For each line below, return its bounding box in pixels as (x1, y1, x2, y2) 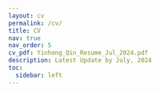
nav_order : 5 (8, 42, 52, 50)
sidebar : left (15, 71, 62, 79)
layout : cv (8, 11, 45, 20)
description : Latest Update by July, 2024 (8, 57, 152, 65)
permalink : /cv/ (8, 19, 62, 27)
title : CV (8, 26, 42, 34)
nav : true (8, 34, 42, 42)
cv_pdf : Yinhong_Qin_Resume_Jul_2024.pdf (8, 49, 149, 57)
